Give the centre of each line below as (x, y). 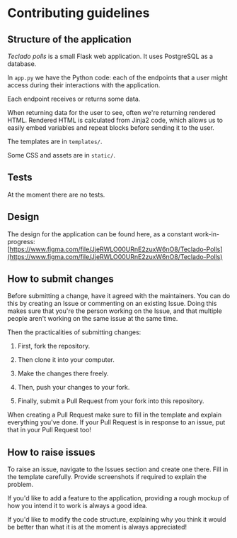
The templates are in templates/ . (55, 141)
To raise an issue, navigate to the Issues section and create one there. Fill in (118, 469)
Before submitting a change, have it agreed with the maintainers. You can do (119, 296)
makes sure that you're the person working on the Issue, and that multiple (115, 311)
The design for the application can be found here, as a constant (100, 234)
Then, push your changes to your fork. (74, 388)
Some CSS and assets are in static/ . (61, 155)
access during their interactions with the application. (84, 85)
